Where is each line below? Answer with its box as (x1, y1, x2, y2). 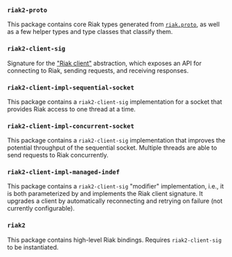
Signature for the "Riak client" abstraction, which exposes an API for (7, 59, 202, 67)
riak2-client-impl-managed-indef (7, 168, 120, 176)
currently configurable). (7, 204, 75, 213)
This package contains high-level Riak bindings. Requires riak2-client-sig (7, 236, 222, 244)
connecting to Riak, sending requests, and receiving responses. (7, 66, 189, 75)
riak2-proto (7, 6, 48, 14)
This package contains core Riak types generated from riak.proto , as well (7, 20, 220, 28)
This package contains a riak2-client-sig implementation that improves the (7, 136, 226, 145)
